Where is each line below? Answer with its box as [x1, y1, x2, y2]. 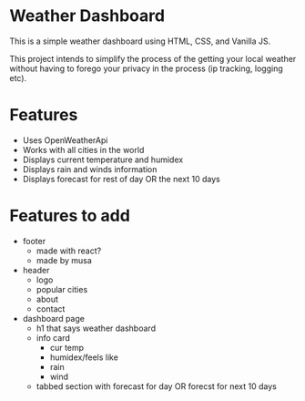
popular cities [36, 283, 88, 294]
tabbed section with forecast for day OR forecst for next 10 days [36, 380, 278, 392]
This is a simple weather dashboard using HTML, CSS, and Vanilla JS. [9, 36, 271, 46]
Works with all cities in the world [22, 144, 145, 155]
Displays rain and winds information [22, 163, 158, 174]
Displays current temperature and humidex [22, 154, 184, 165]
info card [36, 332, 70, 343]
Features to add [9, 206, 130, 226]
